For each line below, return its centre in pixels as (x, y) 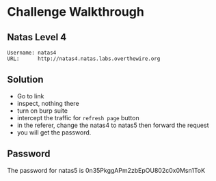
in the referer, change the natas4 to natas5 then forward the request (113, 125)
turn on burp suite (42, 111)
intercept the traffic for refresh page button (78, 117)
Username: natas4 (32, 53)
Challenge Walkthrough (76, 12)
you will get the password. (54, 132)
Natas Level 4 (37, 37)
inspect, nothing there (48, 103)
